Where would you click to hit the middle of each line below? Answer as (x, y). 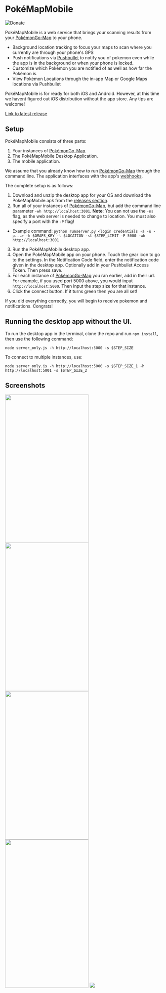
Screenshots (25, 385)
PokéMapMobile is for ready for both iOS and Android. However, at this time (82, 93)
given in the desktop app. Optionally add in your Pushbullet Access (81, 265)
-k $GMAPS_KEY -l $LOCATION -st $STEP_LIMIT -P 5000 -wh (85, 236)
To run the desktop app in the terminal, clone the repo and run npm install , (82, 333)
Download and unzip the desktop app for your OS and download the (82, 195)
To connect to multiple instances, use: (44, 357)
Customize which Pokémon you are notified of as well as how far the (82, 68)
